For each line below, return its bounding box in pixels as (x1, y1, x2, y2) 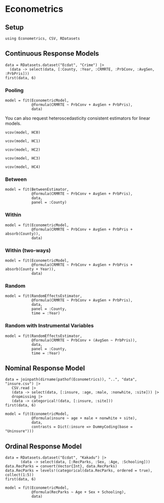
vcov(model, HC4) (5, 165, 41, 169)
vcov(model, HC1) (5, 139, 41, 144)
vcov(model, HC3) (5, 156, 41, 161)
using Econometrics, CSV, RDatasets (5, 36, 80, 41)
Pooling (5, 87, 24, 94)
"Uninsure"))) (5, 429, 34, 434)
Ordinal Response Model (5, 442, 82, 450)
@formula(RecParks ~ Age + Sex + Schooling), (31, 490, 126, 495)
